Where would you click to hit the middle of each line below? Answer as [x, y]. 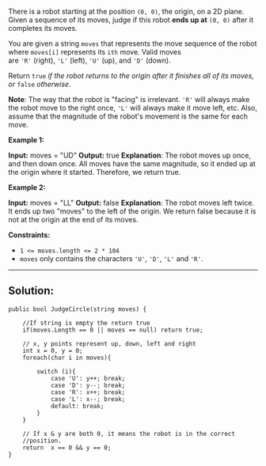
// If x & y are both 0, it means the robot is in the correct [129, 434]
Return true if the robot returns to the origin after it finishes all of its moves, [131, 76]
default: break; [77, 406]
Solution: [31, 291]
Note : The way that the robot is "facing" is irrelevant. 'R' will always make [129, 99]
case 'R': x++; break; [88, 392]
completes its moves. [43, 28]
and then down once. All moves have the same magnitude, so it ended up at [132, 164]
